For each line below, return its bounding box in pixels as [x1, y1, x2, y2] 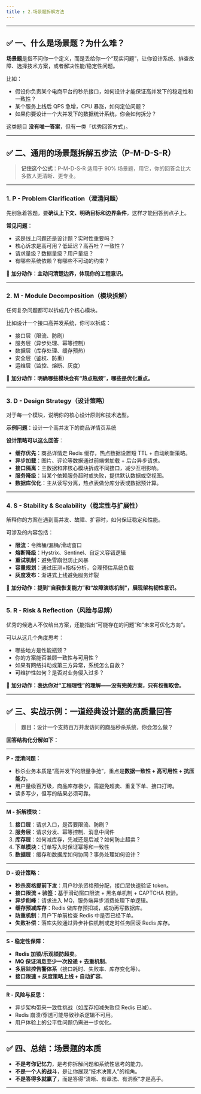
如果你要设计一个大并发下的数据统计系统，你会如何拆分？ [14, 110, 157, 117]
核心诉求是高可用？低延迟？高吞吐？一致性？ [14, 242, 126, 249]
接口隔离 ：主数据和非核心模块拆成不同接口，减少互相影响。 [14, 464, 162, 472]
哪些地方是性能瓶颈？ [14, 646, 68, 654]
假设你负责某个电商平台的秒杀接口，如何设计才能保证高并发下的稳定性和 [14, 88, 193, 95]
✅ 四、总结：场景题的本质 [6, 1043, 102, 1053]
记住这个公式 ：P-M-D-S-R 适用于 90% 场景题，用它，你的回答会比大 [20, 165, 191, 172]
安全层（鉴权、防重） [14, 354, 68, 361]
